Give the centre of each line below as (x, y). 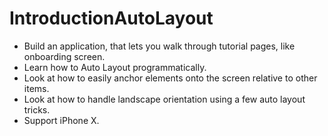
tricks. (37, 109)
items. (36, 88)
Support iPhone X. (61, 120)
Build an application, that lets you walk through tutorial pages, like (159, 46)
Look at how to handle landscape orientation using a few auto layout (164, 99)
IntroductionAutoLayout (111, 18)
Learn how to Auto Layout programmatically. (115, 67)
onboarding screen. (64, 56)
